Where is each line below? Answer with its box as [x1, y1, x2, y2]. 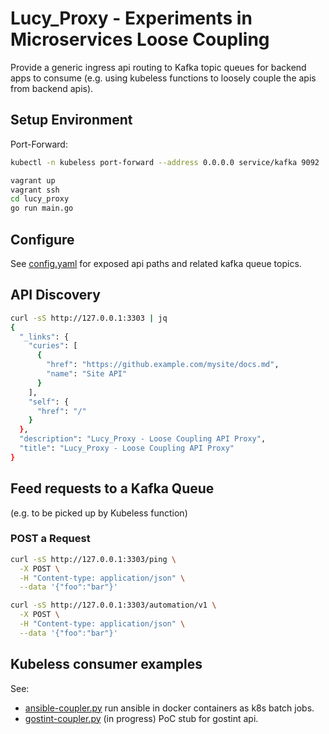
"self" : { [28, 397, 70, 407]
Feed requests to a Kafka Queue [10, 480, 215, 497]
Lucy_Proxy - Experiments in [10, 7, 253, 30]
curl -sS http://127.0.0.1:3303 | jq [10, 313, 168, 323]
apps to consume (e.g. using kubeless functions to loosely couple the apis [10, 72, 317, 84]
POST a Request [10, 532, 91, 546]
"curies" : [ [28, 341, 78, 351]
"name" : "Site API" [46, 369, 128, 379]
